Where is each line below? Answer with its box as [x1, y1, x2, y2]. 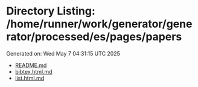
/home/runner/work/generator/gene [6, 17, 193, 31]
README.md [14, 62, 47, 69]
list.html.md [14, 74, 44, 82]
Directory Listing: [6, 4, 95, 18]
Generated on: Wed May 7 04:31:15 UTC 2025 [6, 50, 121, 57]
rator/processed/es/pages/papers [6, 30, 182, 43]
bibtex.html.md [14, 68, 53, 75]
